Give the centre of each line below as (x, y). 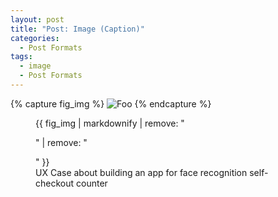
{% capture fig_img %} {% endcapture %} (111, 103)
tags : (21, 57)
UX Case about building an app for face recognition (141, 172)
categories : (35, 38)
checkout (55, 183)
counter (91, 183)
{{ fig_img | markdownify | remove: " (110, 123)
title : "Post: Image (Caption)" (77, 29)
